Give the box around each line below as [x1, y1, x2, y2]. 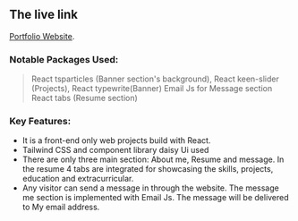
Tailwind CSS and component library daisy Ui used [21, 145, 209, 156]
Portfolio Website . [9, 30, 75, 41]
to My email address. [21, 201, 100, 213]
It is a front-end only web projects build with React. [21, 135, 211, 146]
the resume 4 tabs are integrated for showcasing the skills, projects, [21, 164, 274, 174]
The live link [9, 7, 79, 22]
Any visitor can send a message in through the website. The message [21, 183, 279, 193]
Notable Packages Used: [9, 53, 119, 65]
